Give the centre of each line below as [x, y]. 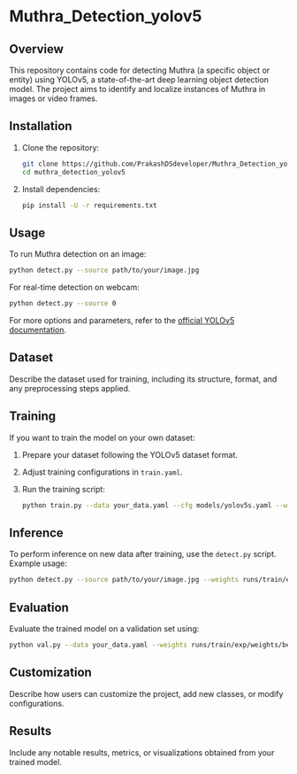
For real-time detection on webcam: [74, 287]
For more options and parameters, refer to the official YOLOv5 [122, 320]
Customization [51, 673]
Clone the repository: [61, 147]
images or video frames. [53, 98]
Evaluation [39, 607]
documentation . [38, 330]
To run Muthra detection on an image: [78, 254]
